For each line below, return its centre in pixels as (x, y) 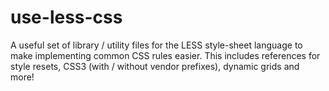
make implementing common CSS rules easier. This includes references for (165, 55)
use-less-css (66, 17)
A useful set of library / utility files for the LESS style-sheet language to (156, 45)
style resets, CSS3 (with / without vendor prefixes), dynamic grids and (155, 66)
